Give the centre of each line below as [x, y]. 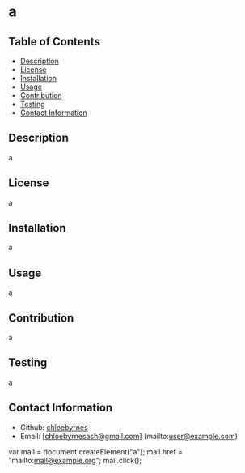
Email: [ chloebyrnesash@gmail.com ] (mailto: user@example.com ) [129, 436]
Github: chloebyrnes [54, 427]
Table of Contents [55, 42]
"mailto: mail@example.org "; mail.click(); [75, 460]
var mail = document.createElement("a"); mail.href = [96, 451]
